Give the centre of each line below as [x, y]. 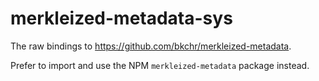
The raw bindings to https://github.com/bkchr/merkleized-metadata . [151, 46]
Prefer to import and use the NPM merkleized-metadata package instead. [160, 65]
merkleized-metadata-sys [121, 18]
